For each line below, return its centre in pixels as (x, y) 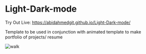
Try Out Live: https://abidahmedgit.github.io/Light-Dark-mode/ (68, 22)
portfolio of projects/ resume (34, 37)
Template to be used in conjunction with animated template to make (73, 32)
